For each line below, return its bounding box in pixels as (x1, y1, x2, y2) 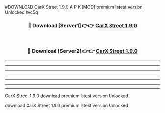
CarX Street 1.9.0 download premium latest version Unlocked (5, 93, 129, 99)
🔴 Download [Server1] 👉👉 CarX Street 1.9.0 (28, 22, 137, 28)
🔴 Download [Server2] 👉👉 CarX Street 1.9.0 (27, 48, 137, 55)
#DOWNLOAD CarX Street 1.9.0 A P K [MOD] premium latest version (5, 4, 143, 10)
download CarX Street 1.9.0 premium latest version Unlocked (5, 102, 129, 108)
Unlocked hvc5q (5, 9, 38, 15)
